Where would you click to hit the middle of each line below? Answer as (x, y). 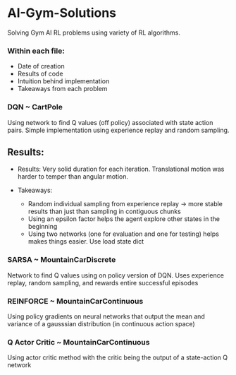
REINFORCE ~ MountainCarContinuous (75, 301)
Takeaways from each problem (62, 89)
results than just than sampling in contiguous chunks (104, 212)
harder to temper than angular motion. (73, 177)
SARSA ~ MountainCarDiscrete (62, 260)
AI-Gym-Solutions (62, 13)
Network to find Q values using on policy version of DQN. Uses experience (116, 275)
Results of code (40, 74)
